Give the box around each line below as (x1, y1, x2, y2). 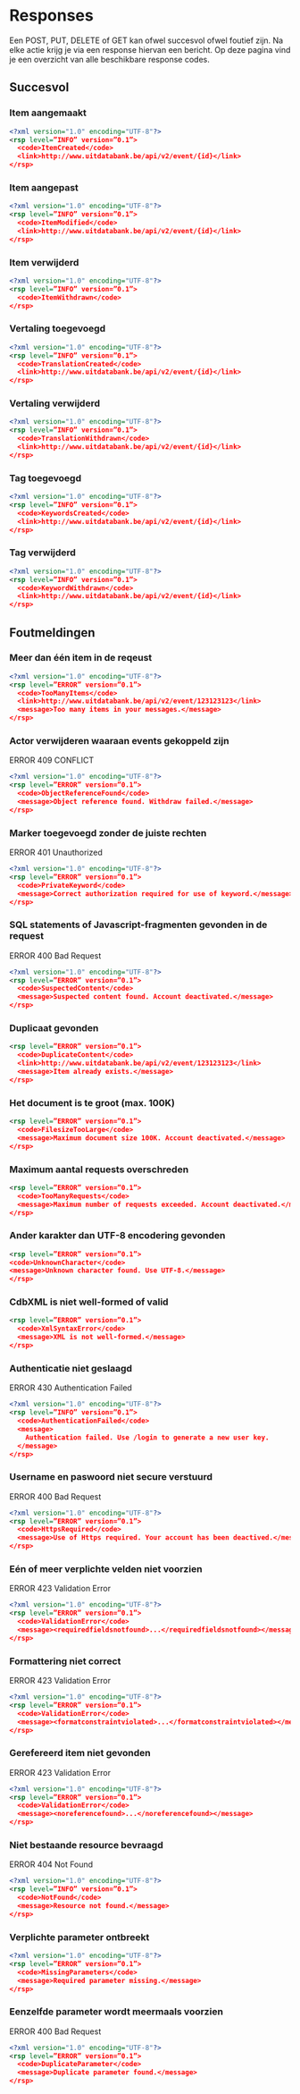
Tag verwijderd (9, 546, 76, 559)
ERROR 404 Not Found (9, 1859, 94, 1870)
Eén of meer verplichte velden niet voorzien (9, 1562, 203, 1575)
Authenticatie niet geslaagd (9, 1362, 132, 1374)
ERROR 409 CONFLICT (9, 755, 95, 765)
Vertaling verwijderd (9, 397, 101, 410)
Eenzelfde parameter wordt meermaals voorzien (9, 2005, 223, 2018)
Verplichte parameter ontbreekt (9, 1930, 150, 1943)
